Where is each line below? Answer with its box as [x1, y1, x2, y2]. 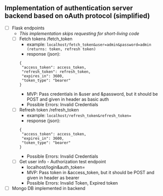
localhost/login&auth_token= [26, 164, 85, 170]
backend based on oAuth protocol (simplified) [4, 12, 150, 20]
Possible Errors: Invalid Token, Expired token [26, 180, 118, 186]
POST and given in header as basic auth [26, 96, 109, 102]
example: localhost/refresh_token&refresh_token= [26, 113, 132, 118]
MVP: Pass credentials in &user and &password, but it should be [26, 91, 158, 97]
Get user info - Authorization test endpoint [19, 159, 106, 164]
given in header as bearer [26, 175, 80, 181]
